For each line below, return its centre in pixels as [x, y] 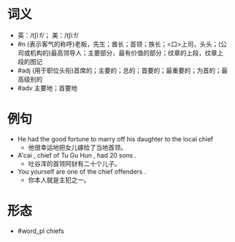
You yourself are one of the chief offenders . [82, 171]
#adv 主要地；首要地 [47, 88]
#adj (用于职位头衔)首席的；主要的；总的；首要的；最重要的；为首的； [119, 70]
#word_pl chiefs [41, 231]
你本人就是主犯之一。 [59, 179]
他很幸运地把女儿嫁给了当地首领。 [77, 147]
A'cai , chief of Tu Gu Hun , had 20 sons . [77, 155]
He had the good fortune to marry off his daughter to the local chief [115, 139]
